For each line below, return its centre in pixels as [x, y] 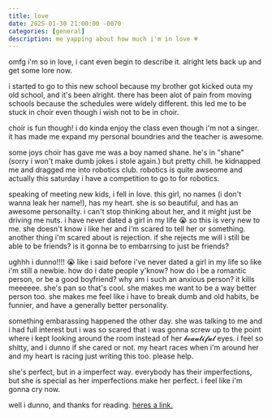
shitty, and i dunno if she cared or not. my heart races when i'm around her [134, 348]
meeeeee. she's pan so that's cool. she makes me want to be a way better [133, 288]
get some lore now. [41, 71]
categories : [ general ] [47, 31]
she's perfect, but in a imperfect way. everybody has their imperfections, [130, 372]
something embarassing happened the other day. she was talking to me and [135, 321]
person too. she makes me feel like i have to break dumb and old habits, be [134, 297]
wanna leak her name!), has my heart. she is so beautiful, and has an [123, 203]
